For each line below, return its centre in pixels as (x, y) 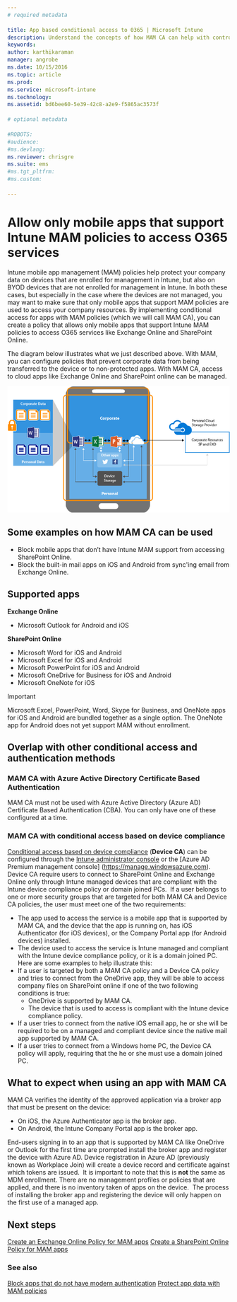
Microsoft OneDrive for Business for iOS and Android (94, 675)
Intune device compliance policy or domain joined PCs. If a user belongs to (117, 889)
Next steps (32, 1225)
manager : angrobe (33, 60)
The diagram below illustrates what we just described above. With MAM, (113, 353)
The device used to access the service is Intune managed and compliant (123, 947)
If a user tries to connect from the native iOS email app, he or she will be (122, 1023)
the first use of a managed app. (53, 1202)
